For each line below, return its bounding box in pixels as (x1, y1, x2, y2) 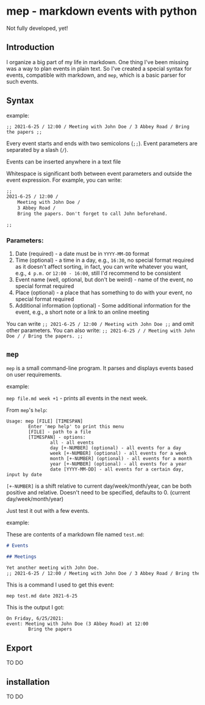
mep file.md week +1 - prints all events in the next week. (6, 394, 148, 402)
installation (6, 676, 50, 687)
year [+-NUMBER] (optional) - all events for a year (49, 461, 187, 467)
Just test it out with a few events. (6, 507, 90, 514)
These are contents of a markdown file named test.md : (6, 530, 145, 538)
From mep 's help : (6, 406, 48, 413)
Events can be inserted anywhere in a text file (6, 157, 121, 165)
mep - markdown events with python (6, 4, 197, 18)
